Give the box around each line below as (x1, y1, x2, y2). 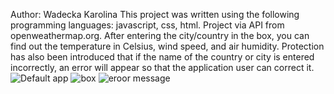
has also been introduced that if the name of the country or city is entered (10, 51, 315, 63)
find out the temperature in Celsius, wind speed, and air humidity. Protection (10, 40, 325, 52)
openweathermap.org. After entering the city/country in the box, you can (10, 30, 310, 41)
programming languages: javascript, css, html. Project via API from (10, 19, 285, 31)
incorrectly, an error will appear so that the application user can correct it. (10, 62, 315, 73)
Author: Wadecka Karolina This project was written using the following (10, 9, 300, 20)
